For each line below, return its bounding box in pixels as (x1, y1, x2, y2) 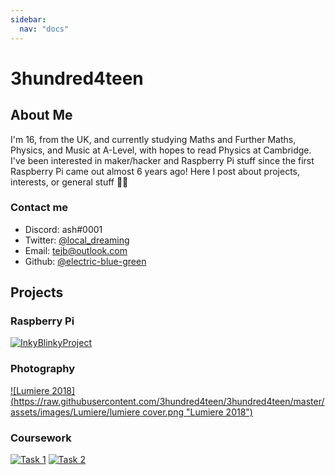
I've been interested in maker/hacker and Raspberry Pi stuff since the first (10, 154, 315, 166)
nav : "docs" (19, 24, 70, 34)
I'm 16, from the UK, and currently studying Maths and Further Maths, (10, 133, 297, 145)
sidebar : (10, 14, 47, 25)
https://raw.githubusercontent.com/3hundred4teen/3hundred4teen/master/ (13, 395, 325, 407)
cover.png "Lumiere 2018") (142, 406, 253, 418)
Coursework (10, 431, 72, 445)
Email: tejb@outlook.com (24, 244, 128, 256)
